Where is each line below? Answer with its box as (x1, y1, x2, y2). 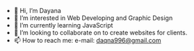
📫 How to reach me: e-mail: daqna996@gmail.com (13, 37, 161, 44)
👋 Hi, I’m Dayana (13, 7, 61, 14)
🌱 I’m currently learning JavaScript (13, 21, 113, 29)
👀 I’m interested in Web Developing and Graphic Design (13, 14, 173, 22)
